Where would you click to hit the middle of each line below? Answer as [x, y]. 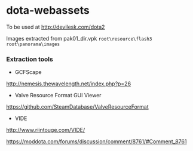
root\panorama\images [33, 44]
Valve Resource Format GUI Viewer [58, 95]
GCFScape [28, 72]
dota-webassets [48, 10]
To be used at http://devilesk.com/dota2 [56, 27]
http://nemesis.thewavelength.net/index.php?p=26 [69, 84]
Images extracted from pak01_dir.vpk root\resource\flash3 [79, 38]
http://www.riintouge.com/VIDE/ [46, 130]
